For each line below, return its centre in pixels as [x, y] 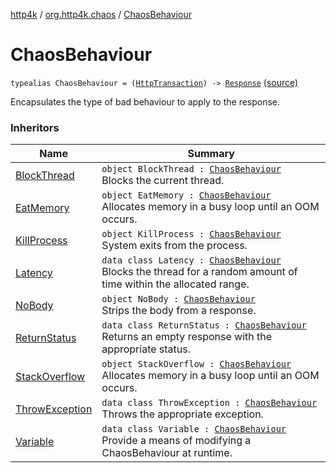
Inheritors [35, 127]
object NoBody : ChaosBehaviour [178, 299]
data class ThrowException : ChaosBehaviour [209, 403]
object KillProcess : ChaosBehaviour [191, 234]
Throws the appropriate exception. [182, 414]
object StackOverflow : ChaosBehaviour [196, 364]
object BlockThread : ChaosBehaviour [191, 169]
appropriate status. [146, 349]
